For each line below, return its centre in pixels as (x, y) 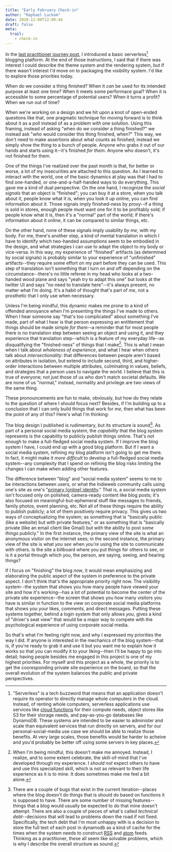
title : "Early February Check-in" (42, 10)
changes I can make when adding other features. (57, 469)
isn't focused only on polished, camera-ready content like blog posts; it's (82, 495)
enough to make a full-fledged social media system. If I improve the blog (82, 441)
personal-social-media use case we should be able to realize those (83, 731)
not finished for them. (28, 156)
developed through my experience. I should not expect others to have (86, 763)
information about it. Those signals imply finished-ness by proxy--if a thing (84, 204)
